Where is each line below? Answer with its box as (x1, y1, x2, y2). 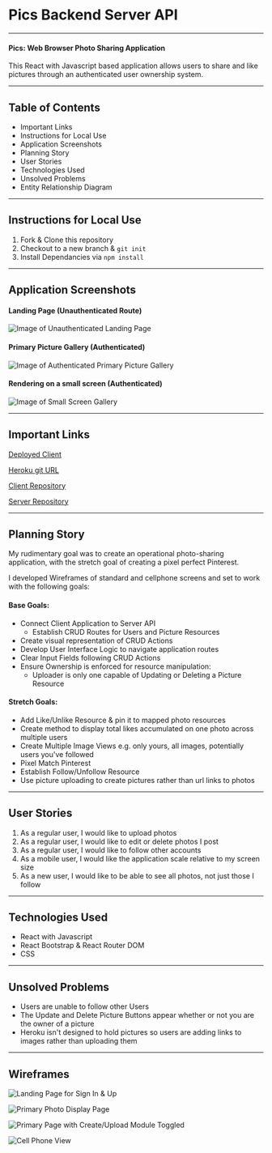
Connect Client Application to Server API (19, 618, 156, 628)
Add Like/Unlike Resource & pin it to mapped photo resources (19, 715, 227, 725)
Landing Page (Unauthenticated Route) (8, 305, 142, 315)
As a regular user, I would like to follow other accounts (19, 845, 202, 855)
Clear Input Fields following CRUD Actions (19, 653, 161, 662)
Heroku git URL (8, 465, 59, 474)
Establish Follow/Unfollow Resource (19, 767, 140, 776)
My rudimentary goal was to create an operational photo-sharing (8, 549, 224, 559)
